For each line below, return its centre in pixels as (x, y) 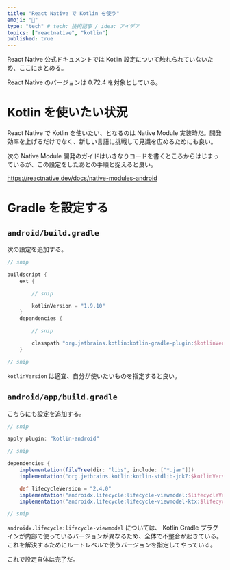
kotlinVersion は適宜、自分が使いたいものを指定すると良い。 (94, 376)
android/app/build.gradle (62, 397)
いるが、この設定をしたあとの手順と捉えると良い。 (85, 164)
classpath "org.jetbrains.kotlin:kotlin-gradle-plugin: (113, 343)
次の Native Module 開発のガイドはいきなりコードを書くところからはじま (110, 156)
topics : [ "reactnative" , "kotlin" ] (58, 33)
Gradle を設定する (58, 208)
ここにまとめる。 (43, 68)
